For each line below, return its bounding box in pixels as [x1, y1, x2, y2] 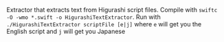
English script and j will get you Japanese [6, 27, 126, 35]
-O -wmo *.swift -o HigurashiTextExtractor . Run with [6, 13, 161, 21]
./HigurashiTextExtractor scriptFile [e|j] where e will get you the [6, 20, 202, 28]
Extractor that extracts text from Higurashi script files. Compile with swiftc [6, 6, 218, 14]
